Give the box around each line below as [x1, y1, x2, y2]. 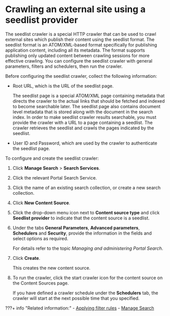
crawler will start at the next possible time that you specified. [12, 295, 140, 301]
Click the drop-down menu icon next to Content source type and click [12, 209, 160, 215]
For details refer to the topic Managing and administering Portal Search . [12, 245, 163, 251]
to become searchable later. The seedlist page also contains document [12, 103, 161, 109]
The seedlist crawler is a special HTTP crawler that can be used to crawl [5, 31, 156, 37]
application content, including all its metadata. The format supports [5, 47, 145, 53]
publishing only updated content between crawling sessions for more [5, 52, 150, 59]
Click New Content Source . [12, 200, 71, 206]
